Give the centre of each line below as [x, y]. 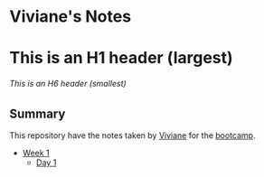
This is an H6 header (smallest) [68, 83]
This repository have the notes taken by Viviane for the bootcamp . [132, 135]
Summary [38, 113]
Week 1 [36, 153]
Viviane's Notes [71, 17]
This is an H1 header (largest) [121, 58]
